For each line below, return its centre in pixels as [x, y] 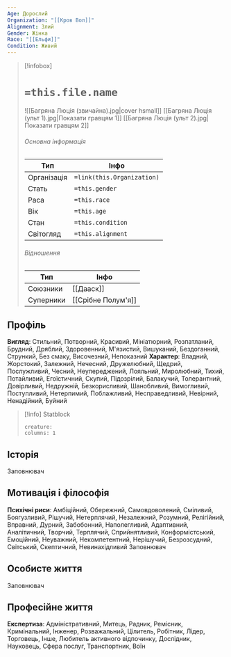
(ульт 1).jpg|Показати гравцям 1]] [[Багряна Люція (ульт [106, 118]
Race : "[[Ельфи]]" [34, 40]
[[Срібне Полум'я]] [105, 300]
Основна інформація [55, 141]
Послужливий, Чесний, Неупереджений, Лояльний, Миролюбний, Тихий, [116, 371]
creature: [38, 427]
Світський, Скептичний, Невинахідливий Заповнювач [87, 546]
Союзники [45, 289]
